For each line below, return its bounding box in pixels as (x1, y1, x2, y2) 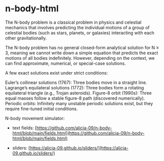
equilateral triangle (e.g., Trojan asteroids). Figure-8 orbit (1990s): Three (5, 90, 152, 96)
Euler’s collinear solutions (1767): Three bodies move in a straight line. (5, 80, 147, 85)
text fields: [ (12, 124, 37, 131)
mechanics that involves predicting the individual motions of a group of (5, 24, 150, 30)
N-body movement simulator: (5, 115, 65, 121)
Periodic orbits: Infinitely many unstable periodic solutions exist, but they (5, 100, 153, 106)
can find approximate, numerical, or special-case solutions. (5, 60, 126, 66)
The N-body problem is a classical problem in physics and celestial (5, 19, 142, 25)
